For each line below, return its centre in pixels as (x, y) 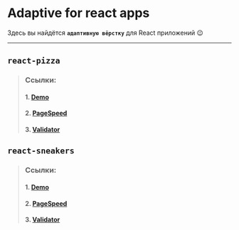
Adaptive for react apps (79, 13)
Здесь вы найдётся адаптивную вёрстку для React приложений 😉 (106, 33)
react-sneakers (41, 151)
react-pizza (34, 61)
